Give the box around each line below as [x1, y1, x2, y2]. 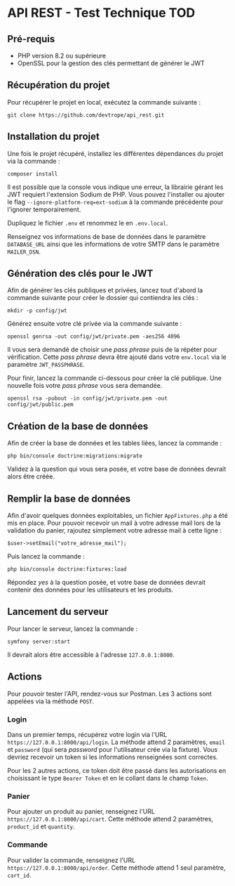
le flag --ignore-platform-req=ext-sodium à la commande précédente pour [7, 197, 224, 206]
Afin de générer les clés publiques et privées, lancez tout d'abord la [7, 286, 203, 294]
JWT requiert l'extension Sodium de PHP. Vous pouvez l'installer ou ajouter [7, 190, 225, 198]
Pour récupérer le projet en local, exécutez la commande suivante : [7, 98, 201, 106]
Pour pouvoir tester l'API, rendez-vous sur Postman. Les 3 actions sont [7, 689, 212, 698]
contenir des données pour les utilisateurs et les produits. [7, 585, 174, 594]
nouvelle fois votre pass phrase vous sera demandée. [7, 382, 163, 390]
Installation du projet [7, 131, 100, 143]
